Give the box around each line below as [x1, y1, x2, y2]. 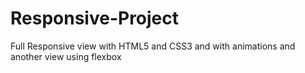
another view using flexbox [10, 50, 122, 62]
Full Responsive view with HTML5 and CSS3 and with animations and [10, 40, 296, 52]
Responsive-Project [10, 7, 180, 30]
